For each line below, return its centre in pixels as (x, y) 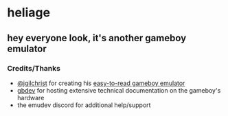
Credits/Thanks (34, 68)
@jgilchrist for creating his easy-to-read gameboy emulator (101, 83)
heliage (28, 13)
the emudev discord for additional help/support (84, 105)
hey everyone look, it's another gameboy (97, 38)
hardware (31, 97)
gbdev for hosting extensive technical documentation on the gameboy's (119, 90)
